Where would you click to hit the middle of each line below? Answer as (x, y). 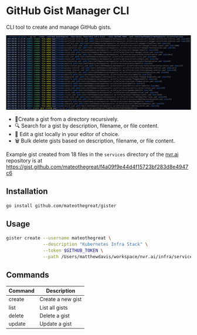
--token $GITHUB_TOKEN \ (73, 251)
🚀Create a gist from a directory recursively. (67, 119)
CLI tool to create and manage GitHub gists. (59, 27)
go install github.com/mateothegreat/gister (61, 206)
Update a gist (56, 324)
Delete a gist (55, 316)
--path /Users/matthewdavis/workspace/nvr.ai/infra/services (119, 256)
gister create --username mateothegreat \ (59, 238)
